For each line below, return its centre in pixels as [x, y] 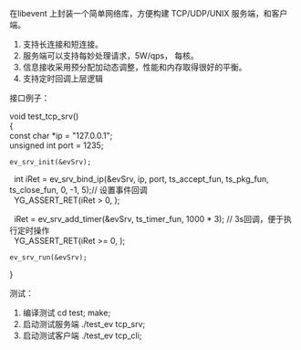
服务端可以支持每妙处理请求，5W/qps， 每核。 [110, 56]
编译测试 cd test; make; [67, 313]
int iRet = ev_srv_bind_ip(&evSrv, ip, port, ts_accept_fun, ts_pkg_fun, [141, 179]
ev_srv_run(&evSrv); [49, 258]
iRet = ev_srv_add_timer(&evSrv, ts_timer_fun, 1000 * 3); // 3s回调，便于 [149, 219]
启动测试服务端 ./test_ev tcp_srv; [84, 324]
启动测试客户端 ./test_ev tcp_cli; [82, 335]
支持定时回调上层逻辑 [62, 79]
